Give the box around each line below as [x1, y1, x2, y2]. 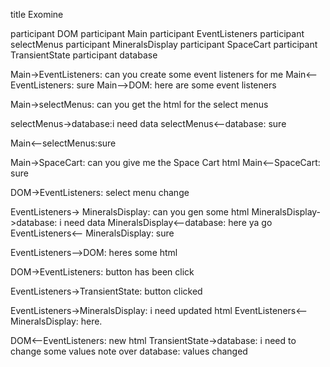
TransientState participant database [10, 49, 158, 61]
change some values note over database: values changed [10, 345, 248, 357]
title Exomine [10, 9, 64, 20]
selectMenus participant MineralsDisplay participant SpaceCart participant [10, 39, 318, 50]
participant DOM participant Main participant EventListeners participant [10, 28, 305, 39]
